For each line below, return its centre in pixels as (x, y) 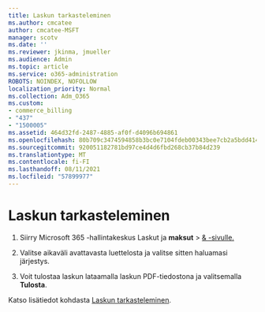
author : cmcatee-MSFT (44, 30)
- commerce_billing (40, 111)
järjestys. (34, 261)
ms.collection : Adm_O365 (49, 96)
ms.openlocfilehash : (42, 140)
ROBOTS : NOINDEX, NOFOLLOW (52, 81)
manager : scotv (33, 37)
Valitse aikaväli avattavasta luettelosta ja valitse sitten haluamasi (123, 252)
